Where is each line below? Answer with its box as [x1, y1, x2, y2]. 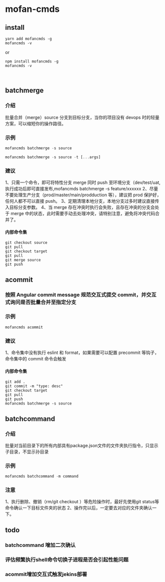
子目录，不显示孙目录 [5, 449, 49, 455]
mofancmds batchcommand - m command [5, 474, 79, 479]
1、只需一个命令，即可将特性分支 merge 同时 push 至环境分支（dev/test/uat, [5, 179, 161, 185]
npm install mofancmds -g [5, 59, 58, 64]
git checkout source [5, 240, 48, 245]
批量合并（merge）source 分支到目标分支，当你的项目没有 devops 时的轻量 [5, 114, 160, 120]
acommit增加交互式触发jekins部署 [5, 571, 88, 578]
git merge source [5, 258, 41, 263]
